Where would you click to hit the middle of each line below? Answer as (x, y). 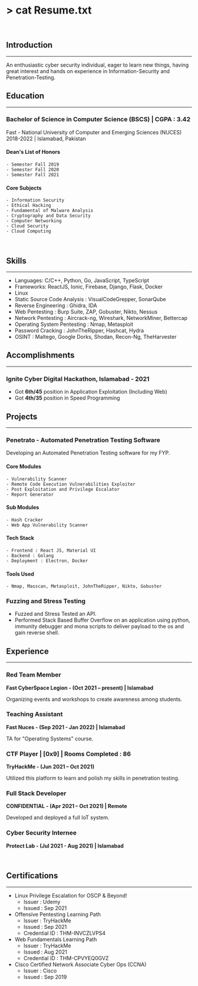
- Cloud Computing (29, 231)
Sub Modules (23, 507)
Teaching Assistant (34, 714)
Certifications (32, 876)
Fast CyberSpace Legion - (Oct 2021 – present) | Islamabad (80, 688)
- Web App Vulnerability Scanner (47, 525)
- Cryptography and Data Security (49, 216)
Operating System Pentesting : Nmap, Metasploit (74, 324)
